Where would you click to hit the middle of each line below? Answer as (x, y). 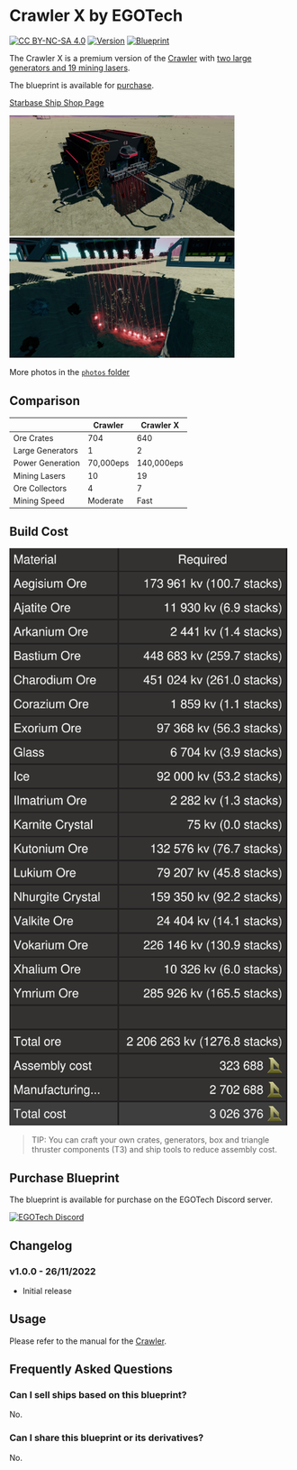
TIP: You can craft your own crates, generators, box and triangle (150, 1140)
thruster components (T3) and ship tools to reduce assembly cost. (154, 1150)
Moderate (106, 501)
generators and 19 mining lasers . (70, 68)
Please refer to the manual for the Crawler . (88, 1341)
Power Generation (47, 463)
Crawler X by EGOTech (96, 16)
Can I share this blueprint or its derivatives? (107, 1438)
